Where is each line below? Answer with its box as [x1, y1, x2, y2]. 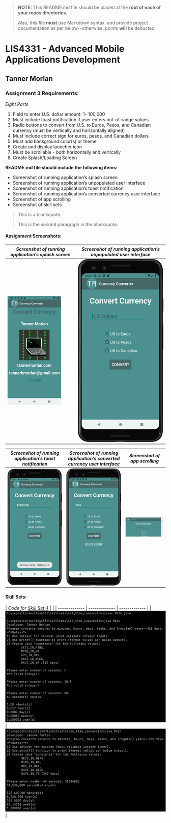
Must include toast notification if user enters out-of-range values [12, 116, 149, 122]
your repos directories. [17, 10, 68, 16]
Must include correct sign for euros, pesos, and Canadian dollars [12, 132, 149, 139]
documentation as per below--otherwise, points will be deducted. [17, 25, 156, 31]
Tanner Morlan [5, 74, 53, 83]
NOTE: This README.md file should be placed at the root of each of [17, 5, 161, 10]
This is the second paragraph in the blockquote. [17, 221, 119, 227]
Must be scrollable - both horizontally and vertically [12, 149, 121, 155]
